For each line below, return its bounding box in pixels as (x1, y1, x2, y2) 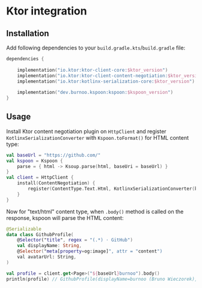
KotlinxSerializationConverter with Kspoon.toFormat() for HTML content (6, 134, 189, 141)
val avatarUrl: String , (17, 254, 77, 260)
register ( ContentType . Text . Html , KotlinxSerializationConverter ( (28, 186, 195, 192)
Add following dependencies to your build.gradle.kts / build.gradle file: (6, 44, 185, 51)
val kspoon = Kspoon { (6, 158, 63, 164)
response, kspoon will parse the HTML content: (6, 214, 124, 221)
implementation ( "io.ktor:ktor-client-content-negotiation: (17, 72, 168, 79)
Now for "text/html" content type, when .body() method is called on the (6, 208, 184, 215)
